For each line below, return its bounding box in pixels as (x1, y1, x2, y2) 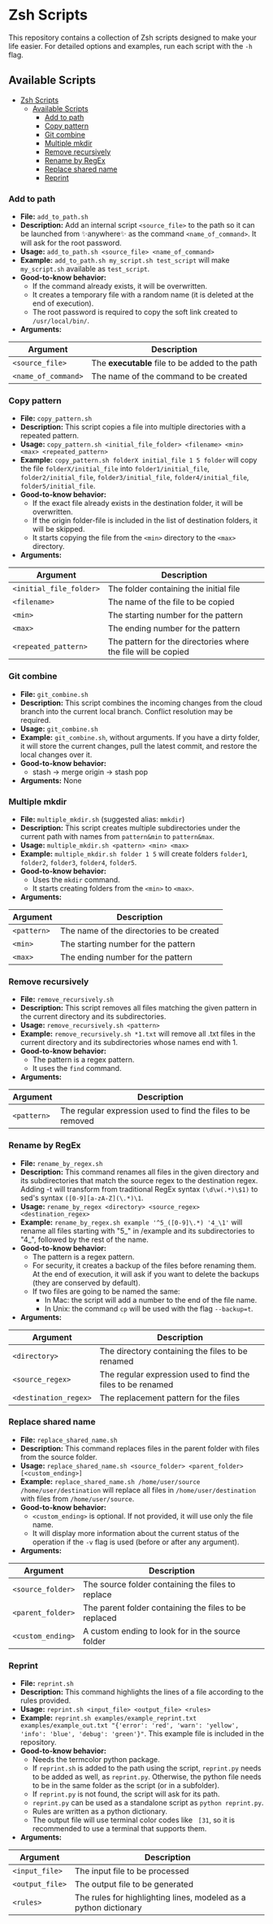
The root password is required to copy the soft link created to (32, 307, 238, 317)
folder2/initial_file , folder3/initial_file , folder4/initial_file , (19, 472, 249, 482)
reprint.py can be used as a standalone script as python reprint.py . (32, 1798, 264, 1808)
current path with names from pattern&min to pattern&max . (19, 831, 215, 841)
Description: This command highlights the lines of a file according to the (19, 1687, 264, 1697)
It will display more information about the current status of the (32, 1528, 240, 1538)
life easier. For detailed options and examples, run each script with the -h (8, 41, 253, 50)
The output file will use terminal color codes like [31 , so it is (32, 1815, 236, 1825)
